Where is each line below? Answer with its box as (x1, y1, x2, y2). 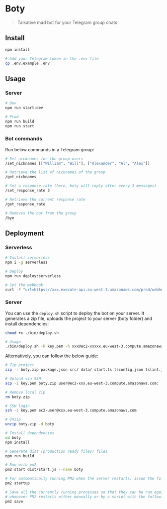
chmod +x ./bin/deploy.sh (5, 330, 59, 335)
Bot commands (5, 135, 43, 142)
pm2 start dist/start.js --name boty (5, 467, 83, 472)
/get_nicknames (5, 175, 37, 180)
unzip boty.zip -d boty (5, 421, 55, 427)
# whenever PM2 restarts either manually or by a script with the (5, 494, 146, 499)
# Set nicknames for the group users (5, 156, 83, 161)
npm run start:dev (5, 105, 43, 110)
